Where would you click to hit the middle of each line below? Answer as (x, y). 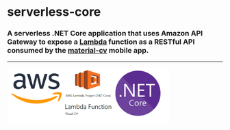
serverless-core (54, 12)
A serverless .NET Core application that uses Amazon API (105, 34)
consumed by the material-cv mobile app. (78, 51)
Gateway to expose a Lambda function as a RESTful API (101, 42)
